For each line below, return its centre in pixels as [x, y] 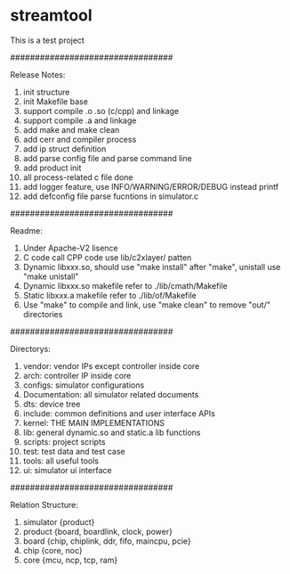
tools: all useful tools [60, 461]
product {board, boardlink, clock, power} [97, 531]
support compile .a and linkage [80, 120]
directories [43, 314]
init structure [46, 92]
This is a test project [48, 40]
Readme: [26, 230]
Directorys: [31, 348]
